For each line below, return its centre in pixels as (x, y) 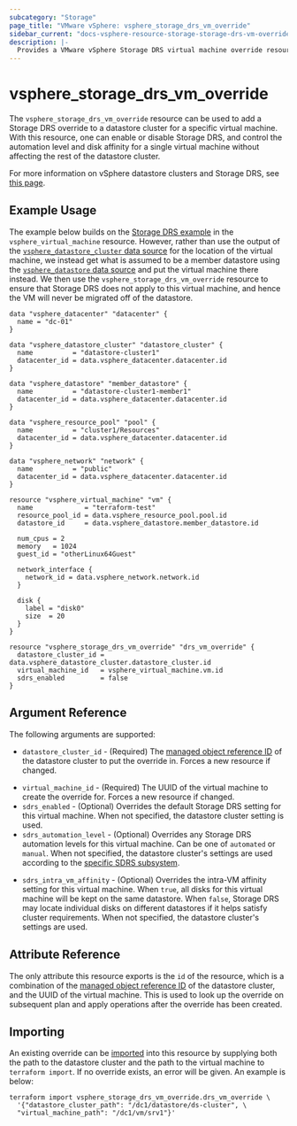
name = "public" (65, 469)
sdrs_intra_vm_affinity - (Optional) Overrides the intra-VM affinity (144, 879)
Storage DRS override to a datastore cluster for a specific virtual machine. (144, 128)
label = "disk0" (55, 608)
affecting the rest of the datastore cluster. (85, 157)
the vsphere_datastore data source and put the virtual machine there (134, 269)
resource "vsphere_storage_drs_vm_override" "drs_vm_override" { (132, 647)
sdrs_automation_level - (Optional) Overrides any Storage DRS (137, 834)
